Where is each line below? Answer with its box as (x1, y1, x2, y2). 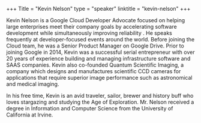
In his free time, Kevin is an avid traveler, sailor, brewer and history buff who (6, 92, 194, 99)
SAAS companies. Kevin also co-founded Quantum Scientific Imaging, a (6, 61, 184, 68)
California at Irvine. (6, 111, 53, 118)
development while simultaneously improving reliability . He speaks (6, 29, 172, 37)
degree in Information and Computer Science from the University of (6, 105, 173, 112)
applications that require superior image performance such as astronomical (6, 74, 193, 81)
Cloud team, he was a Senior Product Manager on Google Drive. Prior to (6, 42, 184, 49)
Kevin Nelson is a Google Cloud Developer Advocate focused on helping (6, 17, 185, 23)
